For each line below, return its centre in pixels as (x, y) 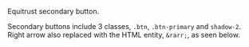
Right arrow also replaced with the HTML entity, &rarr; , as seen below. (124, 35)
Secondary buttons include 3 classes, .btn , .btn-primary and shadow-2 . (124, 26)
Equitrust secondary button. (53, 11)
